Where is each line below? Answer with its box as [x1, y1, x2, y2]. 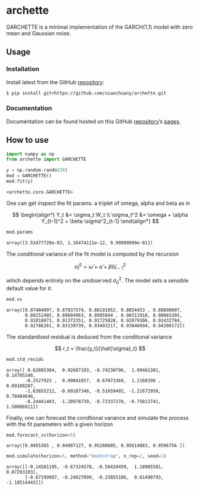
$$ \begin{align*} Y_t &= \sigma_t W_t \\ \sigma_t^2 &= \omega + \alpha [12, 211, 188, 218]
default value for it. [6, 284, 52, 291]
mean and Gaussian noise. [6, 29, 71, 36]
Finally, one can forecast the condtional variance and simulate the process [6, 414, 189, 421]
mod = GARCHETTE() [6, 173, 52, 179]
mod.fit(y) [6, 179, 33, 185]
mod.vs [6, 296, 23, 302]
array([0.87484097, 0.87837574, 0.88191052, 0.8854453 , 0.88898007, [6, 307, 183, 313]
